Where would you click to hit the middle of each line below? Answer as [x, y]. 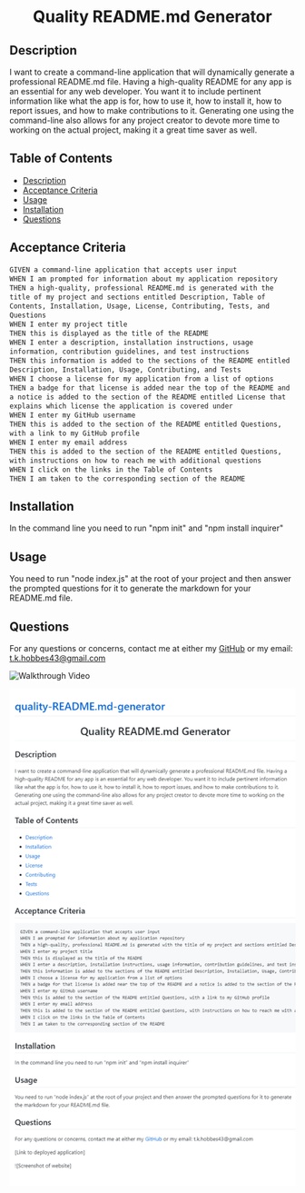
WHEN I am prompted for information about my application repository [144, 279]
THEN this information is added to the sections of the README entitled [150, 361]
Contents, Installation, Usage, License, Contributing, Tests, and [140, 306]
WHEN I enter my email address [69, 442]
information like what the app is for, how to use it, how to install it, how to [146, 101]
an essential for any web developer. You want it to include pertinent [135, 91]
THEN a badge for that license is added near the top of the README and [150, 388]
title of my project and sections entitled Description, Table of [138, 297]
